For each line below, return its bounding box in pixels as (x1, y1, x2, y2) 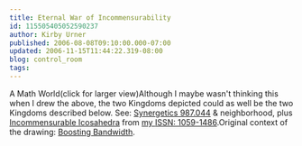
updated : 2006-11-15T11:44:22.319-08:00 (9, 47, 164, 56)
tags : (9, 64, 30, 73)
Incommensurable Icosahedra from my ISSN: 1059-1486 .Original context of (9, 116, 288, 127)
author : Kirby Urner (9, 30, 87, 39)
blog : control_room (9, 55, 83, 64)
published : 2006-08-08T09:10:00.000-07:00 (9, 38, 171, 48)
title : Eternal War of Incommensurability (9, 13, 171, 23)
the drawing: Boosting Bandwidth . (9, 126, 135, 137)
